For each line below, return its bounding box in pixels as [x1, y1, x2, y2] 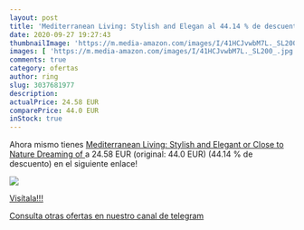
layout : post [9, 13, 59, 23]
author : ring [9, 72, 59, 81]
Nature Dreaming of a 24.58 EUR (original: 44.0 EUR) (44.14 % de [9, 149, 253, 159]
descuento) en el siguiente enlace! [9, 158, 138, 169]
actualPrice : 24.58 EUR [9, 97, 100, 107]
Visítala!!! [9, 193, 43, 204]
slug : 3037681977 [9, 81, 75, 90]
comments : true [9, 55, 67, 64]
